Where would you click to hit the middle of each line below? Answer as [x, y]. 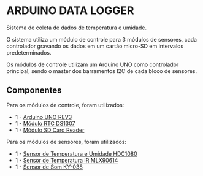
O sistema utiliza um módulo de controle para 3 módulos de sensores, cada [102, 39]
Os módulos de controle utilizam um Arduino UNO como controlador [93, 64]
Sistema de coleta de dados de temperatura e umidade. [77, 28]
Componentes [34, 90]
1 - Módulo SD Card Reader [50, 130]
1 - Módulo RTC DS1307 [45, 123]
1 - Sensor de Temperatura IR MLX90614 [67, 160]
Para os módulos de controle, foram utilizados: [65, 105]
